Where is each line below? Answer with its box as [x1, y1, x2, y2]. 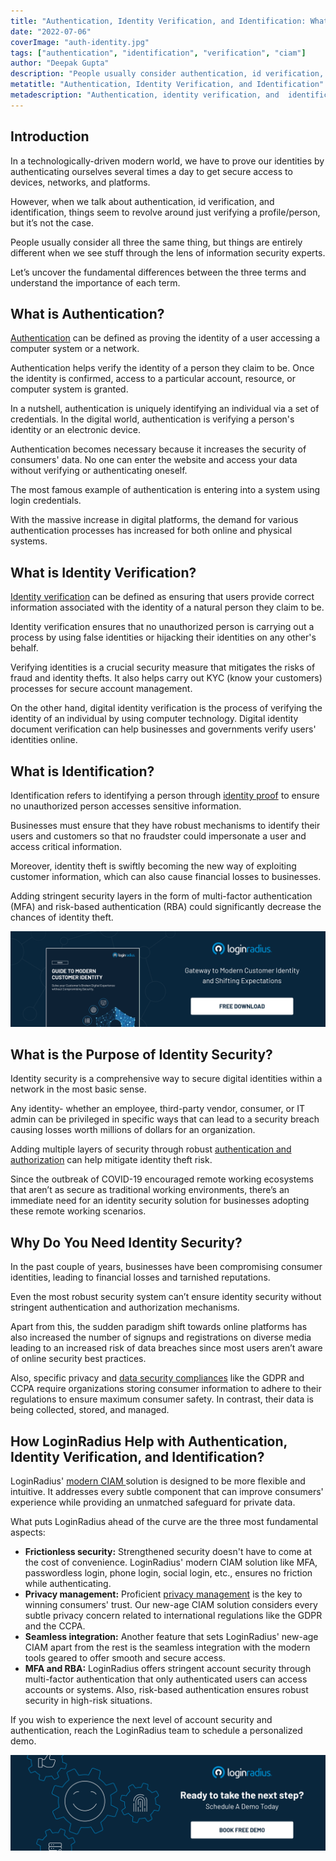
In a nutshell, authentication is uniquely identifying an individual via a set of [10, 403, 320, 415]
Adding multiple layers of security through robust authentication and [10, 1143, 292, 1155]
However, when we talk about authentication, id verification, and [10, 195, 275, 207]
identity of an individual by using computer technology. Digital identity [10, 713, 299, 725]
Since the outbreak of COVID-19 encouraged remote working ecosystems [10, 1173, 314, 1185]
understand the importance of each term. [10, 276, 181, 289]
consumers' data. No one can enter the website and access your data [10, 454, 298, 466]
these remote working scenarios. [10, 1205, 147, 1217]
